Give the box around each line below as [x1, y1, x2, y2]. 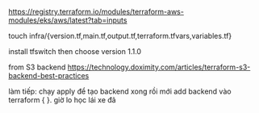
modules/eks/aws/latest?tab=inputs [8, 15, 127, 25]
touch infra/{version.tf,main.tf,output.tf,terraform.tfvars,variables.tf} [8, 31, 232, 40]
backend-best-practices [8, 71, 90, 80]
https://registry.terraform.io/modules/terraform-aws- [8, 7, 184, 16]
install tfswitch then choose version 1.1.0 [8, 47, 142, 56]
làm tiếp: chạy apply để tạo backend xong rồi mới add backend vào [8, 86, 232, 96]
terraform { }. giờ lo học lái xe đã [8, 95, 116, 104]
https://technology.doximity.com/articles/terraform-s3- [67, 62, 251, 72]
